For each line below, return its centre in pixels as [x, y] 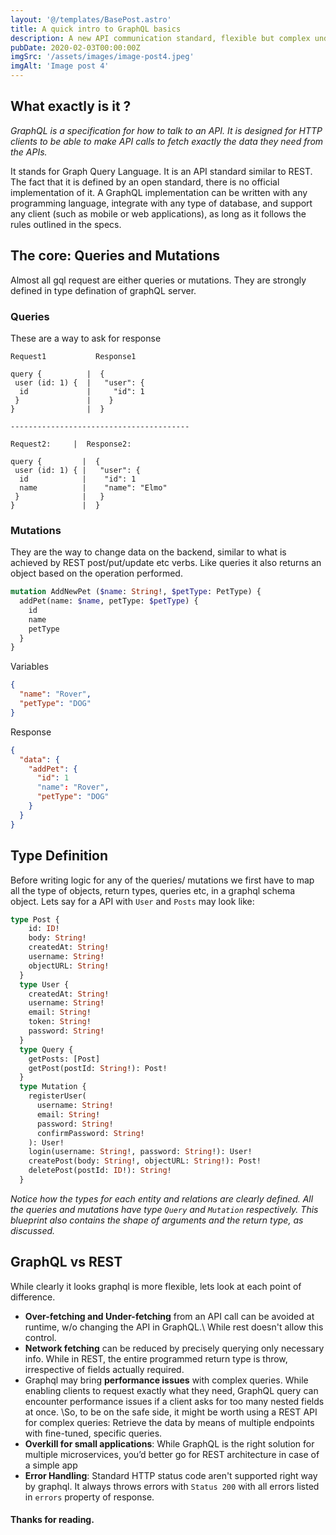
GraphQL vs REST [66, 1262]
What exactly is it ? [71, 106]
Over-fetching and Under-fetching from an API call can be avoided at [169, 1316]
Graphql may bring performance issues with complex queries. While [166, 1380]
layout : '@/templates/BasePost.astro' [91, 19]
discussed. [33, 1230]
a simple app [51, 1465]
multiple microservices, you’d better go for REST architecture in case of [172, 1454]
